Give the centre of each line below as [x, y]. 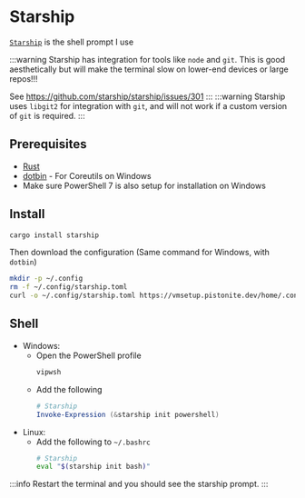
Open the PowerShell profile [89, 355]
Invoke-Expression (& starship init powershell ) [128, 414]
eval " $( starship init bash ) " [93, 467]
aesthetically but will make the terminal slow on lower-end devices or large [149, 69]
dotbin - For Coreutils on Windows [87, 175]
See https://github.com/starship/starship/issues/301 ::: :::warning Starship [148, 96]
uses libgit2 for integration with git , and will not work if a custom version [148, 105]
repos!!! [24, 78]
